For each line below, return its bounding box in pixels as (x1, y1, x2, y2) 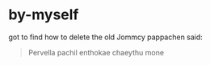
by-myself (8, 6, 79, 24)
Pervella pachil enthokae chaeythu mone (27, 47, 164, 57)
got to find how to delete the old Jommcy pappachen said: (8, 32, 204, 42)
